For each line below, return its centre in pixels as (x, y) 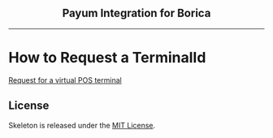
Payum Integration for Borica (136, 13)
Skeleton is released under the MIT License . (82, 125)
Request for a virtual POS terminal (65, 80)
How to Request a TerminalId (107, 58)
